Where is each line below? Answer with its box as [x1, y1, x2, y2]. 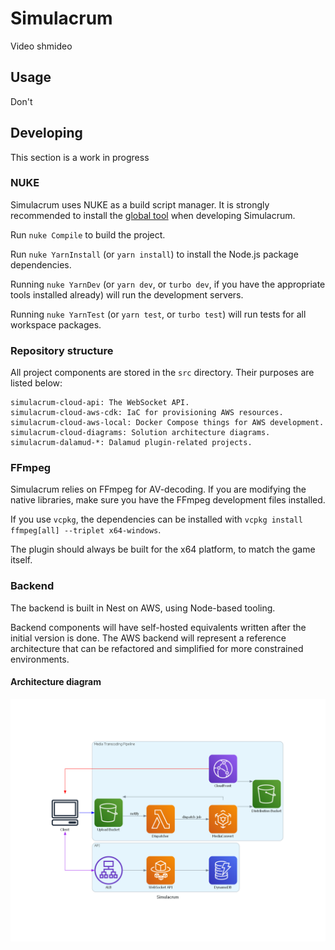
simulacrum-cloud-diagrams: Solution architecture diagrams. [10, 428, 271, 438]
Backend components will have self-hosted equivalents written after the [10, 621, 307, 633]
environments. [10, 653, 70, 665]
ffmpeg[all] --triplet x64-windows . [10, 524, 162, 536]
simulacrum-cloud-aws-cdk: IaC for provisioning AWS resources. [10, 408, 284, 418]
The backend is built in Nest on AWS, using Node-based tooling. [10, 602, 276, 614]
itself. [10, 554, 33, 566]
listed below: [10, 377, 63, 389]
